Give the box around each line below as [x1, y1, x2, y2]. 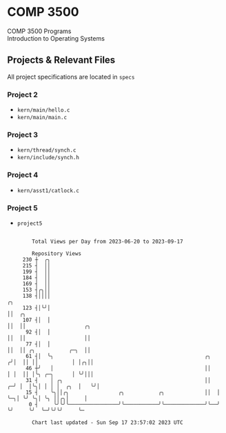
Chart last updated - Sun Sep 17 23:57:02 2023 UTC [32, 419, 184, 426]
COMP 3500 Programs [7, 27, 72, 35]
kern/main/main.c [17, 114, 68, 121]
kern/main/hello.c [17, 107, 70, 114]
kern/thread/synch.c [17, 147, 76, 154]
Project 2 [7, 90, 38, 99]
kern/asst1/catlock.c [17, 187, 79, 194]
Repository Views [32, 250, 81, 257]
